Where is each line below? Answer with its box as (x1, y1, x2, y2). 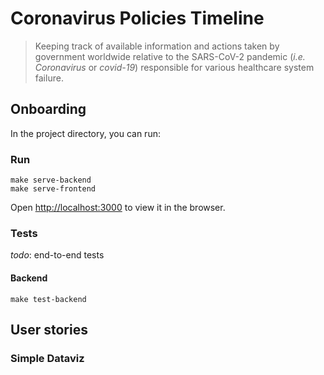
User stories (10, 321, 88, 338)
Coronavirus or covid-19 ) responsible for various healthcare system (34, 61, 315, 73)
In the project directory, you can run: (10, 127, 161, 139)
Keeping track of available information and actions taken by (34, 40, 280, 52)
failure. (34, 72, 64, 84)
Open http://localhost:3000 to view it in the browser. (10, 202, 226, 214)
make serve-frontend (10, 184, 97, 194)
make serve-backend (10, 175, 92, 186)
